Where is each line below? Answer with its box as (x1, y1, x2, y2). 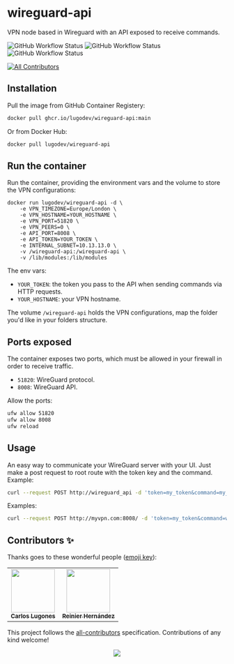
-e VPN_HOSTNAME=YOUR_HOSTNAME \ (19, 211, 117, 219)
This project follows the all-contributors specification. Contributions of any (7, 628, 221, 637)
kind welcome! (7, 636, 49, 644)
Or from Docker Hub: (7, 127, 68, 135)
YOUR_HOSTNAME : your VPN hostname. (17, 295, 121, 303)
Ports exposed (7, 336, 72, 348)
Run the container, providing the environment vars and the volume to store (7, 179, 221, 187)
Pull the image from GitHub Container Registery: (7, 101, 146, 110)
